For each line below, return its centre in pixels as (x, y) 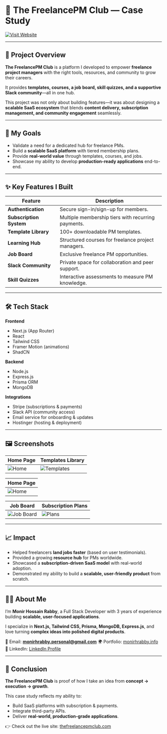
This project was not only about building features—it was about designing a (83, 102)
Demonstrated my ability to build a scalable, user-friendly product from (86, 573)
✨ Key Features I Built (39, 187)
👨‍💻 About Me (26, 599)
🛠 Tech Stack (27, 307)
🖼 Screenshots (30, 444)
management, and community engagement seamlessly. (63, 113)
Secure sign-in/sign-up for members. (104, 209)
